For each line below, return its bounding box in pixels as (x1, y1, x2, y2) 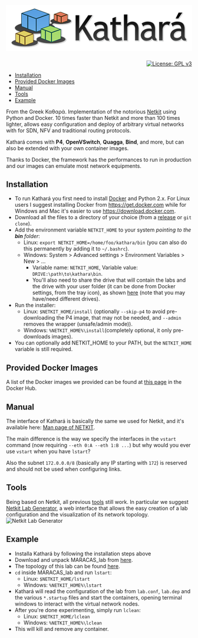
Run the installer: (14, 302, 56, 309)
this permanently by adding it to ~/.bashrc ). (23, 245, 130, 252)
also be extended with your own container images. (6, 144, 129, 152)
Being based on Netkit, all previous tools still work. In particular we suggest (6, 498, 189, 505)
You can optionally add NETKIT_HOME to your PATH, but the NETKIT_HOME (14, 339, 192, 347)
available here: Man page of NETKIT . (6, 424, 95, 431)
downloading (23, 314, 55, 321)
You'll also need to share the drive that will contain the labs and (32, 276, 186, 284)
